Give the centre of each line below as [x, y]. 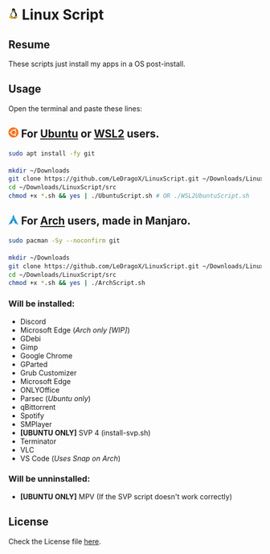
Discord [33, 321]
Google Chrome [46, 355]
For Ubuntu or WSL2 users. [90, 134]
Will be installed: [41, 304]
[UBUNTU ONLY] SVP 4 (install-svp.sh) [85, 432]
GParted [34, 364]
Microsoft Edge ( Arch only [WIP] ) [75, 330]
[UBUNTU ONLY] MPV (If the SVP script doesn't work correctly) [126, 496]
